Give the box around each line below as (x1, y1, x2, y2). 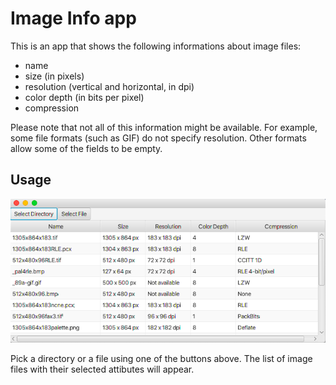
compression (24, 102, 80, 114)
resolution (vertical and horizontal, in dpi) (24, 80, 195, 92)
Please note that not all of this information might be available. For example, (10, 121, 318, 133)
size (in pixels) (24, 70, 85, 82)
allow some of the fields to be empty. (10, 142, 163, 154)
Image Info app (10, 7, 137, 30)
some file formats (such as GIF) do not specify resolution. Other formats (10, 132, 307, 144)
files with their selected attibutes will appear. (10, 363, 195, 376)
